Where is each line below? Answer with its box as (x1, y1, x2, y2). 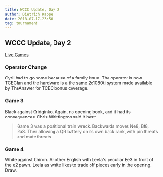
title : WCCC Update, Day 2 (5, 7, 60, 12)
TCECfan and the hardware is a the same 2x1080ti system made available (5, 80, 153, 86)
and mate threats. (17, 134, 53, 139)
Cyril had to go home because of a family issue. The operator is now (5, 75, 143, 81)
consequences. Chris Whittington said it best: (5, 114, 96, 119)
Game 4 (5, 146, 24, 153)
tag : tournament (5, 20, 38, 26)
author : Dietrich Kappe (5, 12, 54, 17)
